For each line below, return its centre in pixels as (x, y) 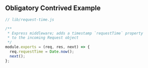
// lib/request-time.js (30, 19)
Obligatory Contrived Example (53, 8)
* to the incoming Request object (43, 38)
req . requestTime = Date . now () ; (42, 52)
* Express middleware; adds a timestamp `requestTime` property (75, 33)
